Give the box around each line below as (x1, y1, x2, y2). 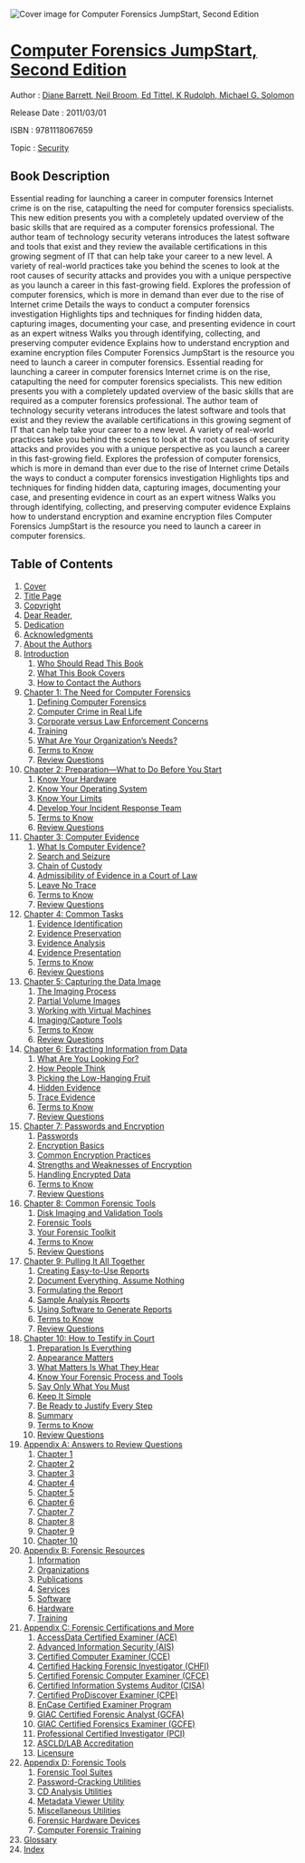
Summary (36, 1409, 73, 1420)
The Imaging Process (36, 985, 117, 996)
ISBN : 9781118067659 (10, 124, 93, 135)
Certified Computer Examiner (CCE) (36, 1651, 171, 1662)
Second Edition (10, 60, 128, 81)
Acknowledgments (23, 629, 94, 640)
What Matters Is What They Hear (36, 1361, 159, 1372)
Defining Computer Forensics (36, 696, 148, 707)
